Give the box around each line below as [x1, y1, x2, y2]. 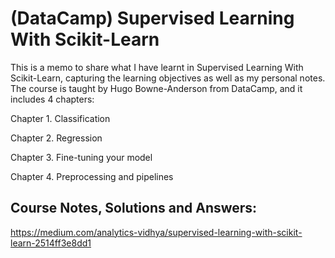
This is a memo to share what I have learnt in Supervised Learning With [10, 61, 304, 73]
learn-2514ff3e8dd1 [10, 237, 92, 249]
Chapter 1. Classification [10, 112, 111, 124]
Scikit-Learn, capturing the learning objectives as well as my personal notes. [10, 72, 326, 84]
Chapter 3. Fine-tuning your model [10, 151, 153, 163]
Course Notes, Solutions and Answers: [10, 200, 258, 217]
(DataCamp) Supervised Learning [10, 7, 295, 30]
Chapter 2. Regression [10, 132, 103, 144]
